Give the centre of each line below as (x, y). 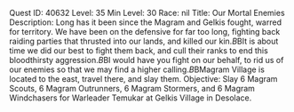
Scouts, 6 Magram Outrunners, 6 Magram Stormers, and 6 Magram (132, 88)
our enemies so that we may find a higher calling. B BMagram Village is (137, 69)
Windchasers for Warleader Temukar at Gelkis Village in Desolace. (131, 98)
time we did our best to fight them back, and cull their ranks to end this (139, 51)
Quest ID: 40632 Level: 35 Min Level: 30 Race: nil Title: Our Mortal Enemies (147, 13)
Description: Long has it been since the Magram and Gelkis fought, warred (146, 22)
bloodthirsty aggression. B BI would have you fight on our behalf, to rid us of (147, 60)
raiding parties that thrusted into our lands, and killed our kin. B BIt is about (144, 41)
